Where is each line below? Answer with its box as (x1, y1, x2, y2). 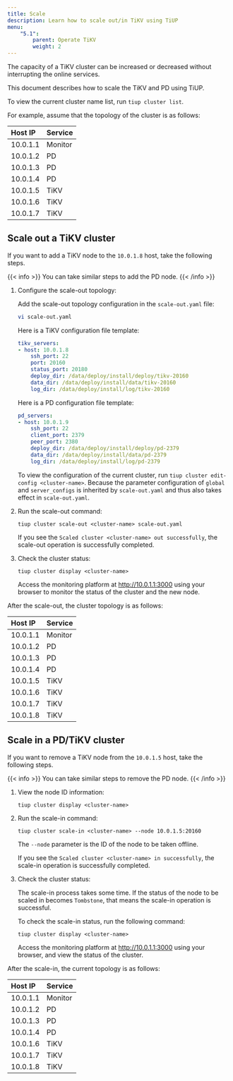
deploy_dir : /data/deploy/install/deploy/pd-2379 (30, 445, 179, 452)
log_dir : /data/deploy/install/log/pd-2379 (30, 458, 160, 465)
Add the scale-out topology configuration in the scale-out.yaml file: (17, 299, 215, 308)
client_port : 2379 (30, 432, 85, 439)
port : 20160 (30, 359, 66, 367)
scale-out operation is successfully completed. (17, 540, 155, 549)
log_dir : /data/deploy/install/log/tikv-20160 (30, 385, 170, 392)
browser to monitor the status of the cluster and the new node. (17, 587, 200, 596)
